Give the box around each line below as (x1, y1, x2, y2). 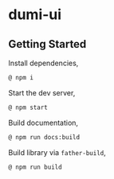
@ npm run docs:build (8, 133, 81, 141)
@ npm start (8, 103, 48, 111)
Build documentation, (8, 118, 78, 127)
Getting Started (8, 37, 87, 51)
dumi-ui (8, 6, 62, 24)
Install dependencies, (8, 58, 79, 68)
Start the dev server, (8, 88, 76, 97)
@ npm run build (8, 163, 62, 171)
